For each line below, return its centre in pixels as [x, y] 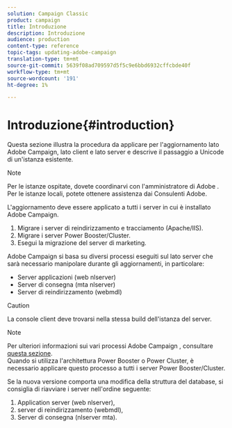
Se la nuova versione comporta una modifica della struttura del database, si [115, 382]
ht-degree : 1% [28, 85]
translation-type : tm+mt [43, 59]
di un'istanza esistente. [40, 159]
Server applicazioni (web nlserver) [67, 277]
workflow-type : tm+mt [39, 72]
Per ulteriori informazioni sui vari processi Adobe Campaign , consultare [110, 346]
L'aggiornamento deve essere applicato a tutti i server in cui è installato [109, 207]
